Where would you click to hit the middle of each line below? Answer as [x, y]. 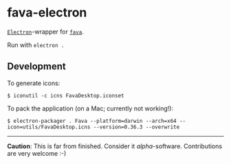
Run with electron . [36, 45]
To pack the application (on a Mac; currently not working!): [90, 108]
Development [37, 67]
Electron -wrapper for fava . [45, 32]
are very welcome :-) [37, 153]
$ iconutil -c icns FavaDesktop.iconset [66, 95]
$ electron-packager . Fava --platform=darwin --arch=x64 [92, 121]
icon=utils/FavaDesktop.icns [49, 127]
